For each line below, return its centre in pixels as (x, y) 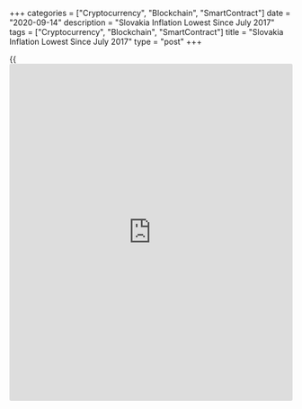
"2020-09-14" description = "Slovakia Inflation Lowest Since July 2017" (142, 22)
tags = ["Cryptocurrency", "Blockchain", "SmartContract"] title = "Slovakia (147, 32)
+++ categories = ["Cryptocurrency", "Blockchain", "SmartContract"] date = (150, 13)
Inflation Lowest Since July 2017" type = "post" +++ (106, 41)
